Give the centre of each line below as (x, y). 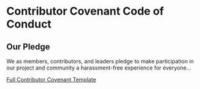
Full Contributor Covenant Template (51, 80)
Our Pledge (28, 47)
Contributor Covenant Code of (85, 11)
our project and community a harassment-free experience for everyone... (99, 68)
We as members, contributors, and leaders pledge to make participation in (100, 61)
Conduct (29, 24)
